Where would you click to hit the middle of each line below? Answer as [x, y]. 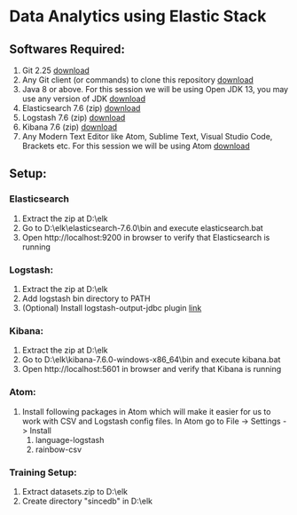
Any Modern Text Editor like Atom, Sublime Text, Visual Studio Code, [147, 136]
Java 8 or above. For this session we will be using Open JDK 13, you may [155, 89]
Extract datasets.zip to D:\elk [75, 491]
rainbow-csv [59, 449]
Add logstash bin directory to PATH [86, 298]
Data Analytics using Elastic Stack [138, 16]
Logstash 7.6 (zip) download [74, 118]
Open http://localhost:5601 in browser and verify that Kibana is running [152, 369]
